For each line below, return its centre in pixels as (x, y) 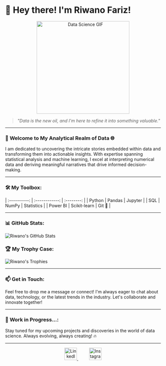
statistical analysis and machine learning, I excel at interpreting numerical (80, 160)
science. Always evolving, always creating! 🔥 (51, 336)
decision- (137, 164)
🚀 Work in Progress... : (32, 320)
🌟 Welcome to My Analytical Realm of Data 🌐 (60, 138)
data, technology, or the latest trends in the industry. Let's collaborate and (80, 297)
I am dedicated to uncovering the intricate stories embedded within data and (83, 149)
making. (13, 170)
